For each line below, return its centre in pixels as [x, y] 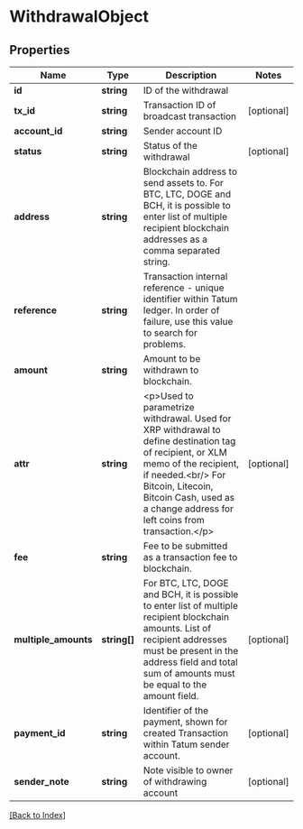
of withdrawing [175, 782]
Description [191, 75]
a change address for [188, 509]
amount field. [171, 696]
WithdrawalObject [79, 17]
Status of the [170, 146]
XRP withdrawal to [182, 430]
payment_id [40, 733]
